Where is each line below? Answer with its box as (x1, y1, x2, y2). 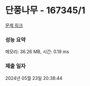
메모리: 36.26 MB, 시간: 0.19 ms (5, 49, 69, 55)
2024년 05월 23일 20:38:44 (5, 75, 63, 81)
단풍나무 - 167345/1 (5, 5, 85, 16)
